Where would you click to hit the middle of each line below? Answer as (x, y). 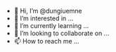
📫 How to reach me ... (46, 41)
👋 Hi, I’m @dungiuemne (48, 11)
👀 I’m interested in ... (44, 18)
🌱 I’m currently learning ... (51, 26)
